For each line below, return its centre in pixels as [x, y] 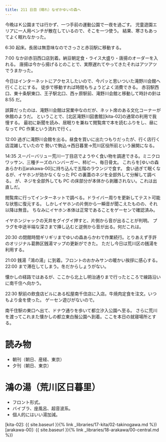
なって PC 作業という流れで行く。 [40, 128]
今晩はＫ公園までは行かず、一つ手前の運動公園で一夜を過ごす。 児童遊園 [79, 24]
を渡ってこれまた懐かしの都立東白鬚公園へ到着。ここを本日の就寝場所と [79, 316]
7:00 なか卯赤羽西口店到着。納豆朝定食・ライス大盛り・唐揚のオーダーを [80, 58]
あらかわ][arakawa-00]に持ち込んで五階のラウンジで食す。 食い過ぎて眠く [81, 168]
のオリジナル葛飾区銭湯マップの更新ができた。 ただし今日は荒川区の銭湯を [82, 243]
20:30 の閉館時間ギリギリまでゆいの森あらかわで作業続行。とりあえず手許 [81, 237]
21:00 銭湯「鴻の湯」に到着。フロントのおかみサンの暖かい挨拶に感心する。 [83, 260]
